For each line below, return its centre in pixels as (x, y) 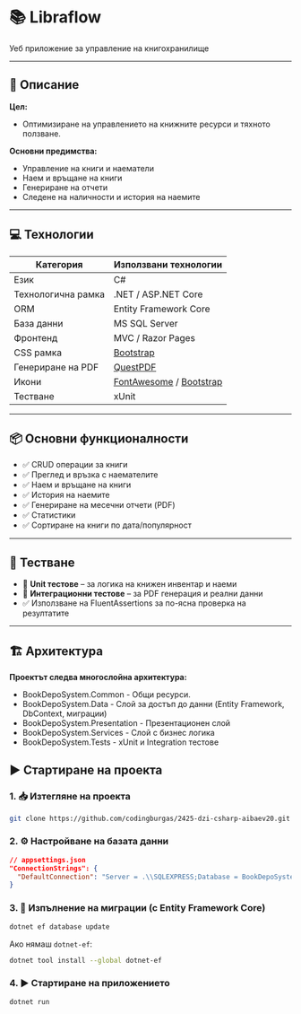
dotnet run (30, 1001)
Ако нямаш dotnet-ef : (51, 944)
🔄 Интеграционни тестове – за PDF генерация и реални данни (142, 594)
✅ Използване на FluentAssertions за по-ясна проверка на (134, 603)
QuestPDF (135, 367)
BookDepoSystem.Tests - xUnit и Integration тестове (120, 742)
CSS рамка (38, 353)
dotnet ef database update (60, 927)
